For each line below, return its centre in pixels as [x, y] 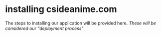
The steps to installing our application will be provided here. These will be [80, 23]
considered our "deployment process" [44, 28]
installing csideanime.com [61, 9]
